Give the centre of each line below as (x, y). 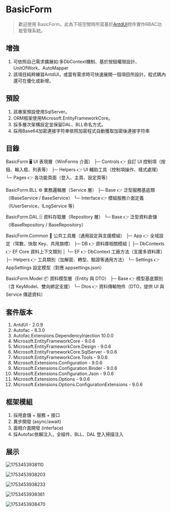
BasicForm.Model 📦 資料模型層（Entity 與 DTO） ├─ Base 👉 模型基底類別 (84, 278)
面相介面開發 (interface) (38, 428)
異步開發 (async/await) (37, 422)
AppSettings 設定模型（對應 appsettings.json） (55, 268)
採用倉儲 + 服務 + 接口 (37, 415)
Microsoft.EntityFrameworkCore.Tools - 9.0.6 (60, 357)
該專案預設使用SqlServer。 (41, 111)
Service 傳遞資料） (25, 294)
